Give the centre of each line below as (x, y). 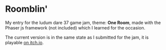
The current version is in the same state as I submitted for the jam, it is (77, 37)
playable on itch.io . (24, 42)
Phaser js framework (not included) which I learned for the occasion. (75, 27)
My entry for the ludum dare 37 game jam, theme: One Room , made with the (83, 23)
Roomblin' (27, 9)
